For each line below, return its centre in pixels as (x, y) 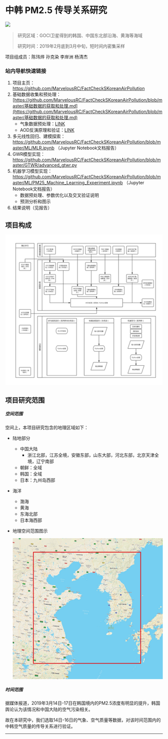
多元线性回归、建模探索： (39, 136)
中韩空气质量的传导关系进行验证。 (40, 726)
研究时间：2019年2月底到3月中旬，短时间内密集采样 (71, 46)
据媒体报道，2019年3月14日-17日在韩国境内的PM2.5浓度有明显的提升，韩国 (83, 703)
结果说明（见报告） (32, 208)
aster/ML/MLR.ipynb (33, 148)
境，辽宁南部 (40, 461)
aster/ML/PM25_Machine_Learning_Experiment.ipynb (68, 183)
